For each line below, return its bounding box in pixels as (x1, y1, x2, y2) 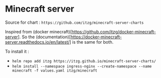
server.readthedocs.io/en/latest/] (5, 39, 72, 45)
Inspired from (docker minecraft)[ (5, 29, 72, 34)
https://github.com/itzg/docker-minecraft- (72, 29, 156, 34)
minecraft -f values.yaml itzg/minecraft (12, 68, 97, 73)
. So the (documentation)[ (19, 34, 71, 40)
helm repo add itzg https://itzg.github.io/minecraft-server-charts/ (12, 59, 157, 63)
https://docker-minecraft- (70, 34, 122, 40)
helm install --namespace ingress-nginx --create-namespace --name (12, 64, 152, 69)
